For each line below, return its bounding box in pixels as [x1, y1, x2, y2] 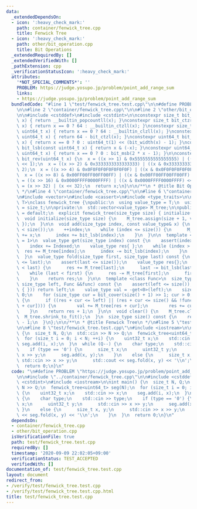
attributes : [11, 74, 41, 80]
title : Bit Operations [16, 47, 72, 53]
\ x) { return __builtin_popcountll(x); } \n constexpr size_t [16, 118, 169, 124]
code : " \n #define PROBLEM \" [11, 368, 83, 374]
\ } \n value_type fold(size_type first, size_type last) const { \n [16, 254, 191, 260]
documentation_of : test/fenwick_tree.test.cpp [6, 467, 122, 473]
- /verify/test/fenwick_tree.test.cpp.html [6, 488, 114, 494]
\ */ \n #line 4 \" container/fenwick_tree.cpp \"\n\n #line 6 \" [16, 188, 169, 194]
